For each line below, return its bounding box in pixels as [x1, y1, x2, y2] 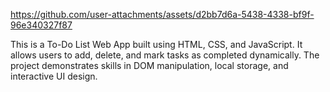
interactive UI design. [10, 70, 98, 82]
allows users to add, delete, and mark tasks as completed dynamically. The [10, 49, 320, 61]
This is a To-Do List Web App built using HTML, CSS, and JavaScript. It [10, 39, 303, 50]
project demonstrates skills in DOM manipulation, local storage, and [10, 60, 289, 71]
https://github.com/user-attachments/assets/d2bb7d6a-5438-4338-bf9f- [10, 9, 315, 20]
